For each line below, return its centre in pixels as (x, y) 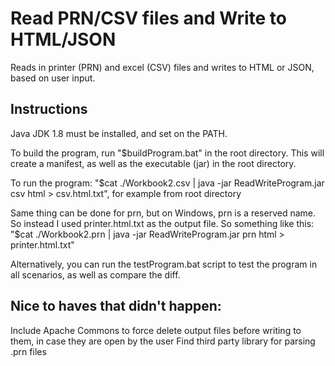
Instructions (49, 109)
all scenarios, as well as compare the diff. (95, 274)
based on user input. (53, 78)
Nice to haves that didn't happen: (116, 306)
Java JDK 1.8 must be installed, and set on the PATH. (119, 133)
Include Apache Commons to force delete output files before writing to (156, 330)
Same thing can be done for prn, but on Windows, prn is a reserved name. (163, 213)
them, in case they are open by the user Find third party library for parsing (163, 341)
